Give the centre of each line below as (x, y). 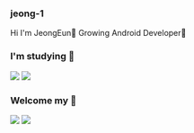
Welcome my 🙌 (44, 100)
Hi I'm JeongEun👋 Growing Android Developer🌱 (98, 33)
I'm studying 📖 (43, 57)
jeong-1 (27, 13)
